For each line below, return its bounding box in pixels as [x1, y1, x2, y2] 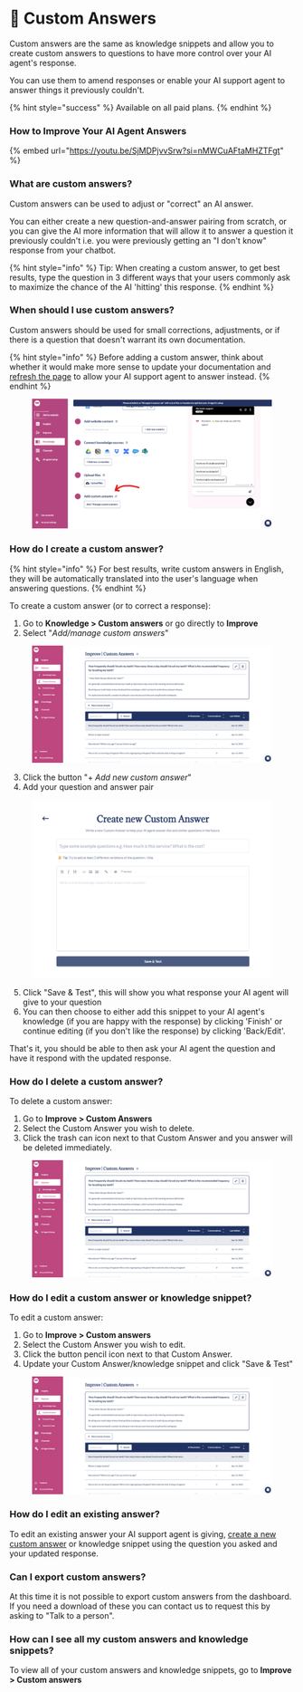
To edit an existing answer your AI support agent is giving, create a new [9, 1528, 277, 1539]
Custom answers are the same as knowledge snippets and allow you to [9, 38, 274, 49]
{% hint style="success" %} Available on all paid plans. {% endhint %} [9, 101, 272, 112]
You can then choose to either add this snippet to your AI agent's [22, 1005, 265, 1017]
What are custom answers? [9, 178, 133, 190]
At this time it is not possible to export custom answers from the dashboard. [9, 1591, 292, 1602]
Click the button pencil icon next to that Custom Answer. [22, 1349, 233, 1360]
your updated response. [9, 1548, 99, 1559]
